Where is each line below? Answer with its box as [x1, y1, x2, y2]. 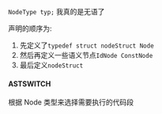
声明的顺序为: [8, 24, 53, 33]
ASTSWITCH [8, 78, 51, 89]
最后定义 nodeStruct [19, 60, 84, 70]
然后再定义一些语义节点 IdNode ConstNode [19, 51, 153, 59]
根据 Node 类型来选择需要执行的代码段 [8, 97, 134, 107]
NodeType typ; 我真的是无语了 [8, 7, 105, 16]
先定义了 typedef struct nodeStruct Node [19, 40, 154, 50]
